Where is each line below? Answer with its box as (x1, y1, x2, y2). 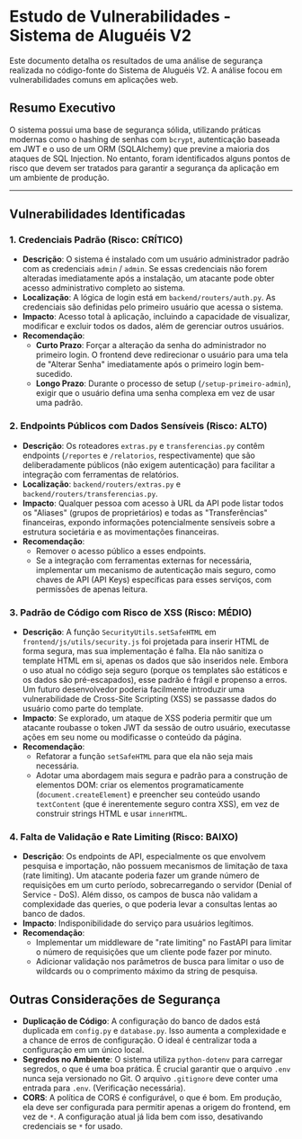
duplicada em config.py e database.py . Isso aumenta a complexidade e (22, 1026, 287, 1036)
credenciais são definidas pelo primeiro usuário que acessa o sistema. (22, 301, 284, 312)
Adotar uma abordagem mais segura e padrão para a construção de (35, 770, 289, 781)
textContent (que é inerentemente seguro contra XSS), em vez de (35, 799, 280, 810)
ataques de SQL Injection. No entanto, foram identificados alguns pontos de (9, 153, 290, 164)
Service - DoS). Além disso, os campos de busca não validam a (22, 889, 258, 901)
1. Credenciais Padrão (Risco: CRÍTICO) (9, 234, 183, 247)
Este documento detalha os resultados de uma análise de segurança (9, 55, 263, 66)
